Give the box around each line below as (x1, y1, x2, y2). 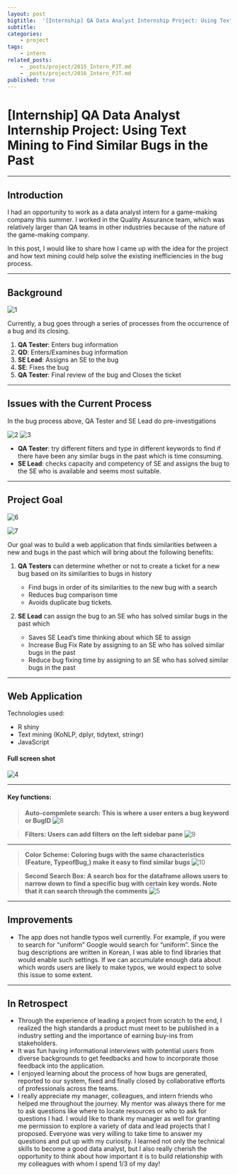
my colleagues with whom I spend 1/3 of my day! (17, 1159, 161, 1168)
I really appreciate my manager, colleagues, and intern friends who (17, 1092, 213, 1100)
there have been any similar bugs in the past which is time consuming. (17, 451, 223, 460)
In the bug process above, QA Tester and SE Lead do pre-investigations (7, 417, 217, 425)
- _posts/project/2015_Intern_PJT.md (20, 63, 132, 70)
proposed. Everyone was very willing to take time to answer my (17, 1130, 203, 1138)
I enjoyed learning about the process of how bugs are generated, (17, 1069, 208, 1078)
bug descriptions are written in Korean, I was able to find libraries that (17, 948, 222, 956)
